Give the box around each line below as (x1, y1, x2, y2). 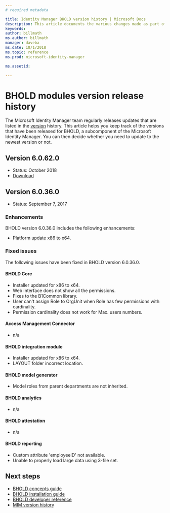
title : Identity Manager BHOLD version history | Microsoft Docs (5, 16, 146, 22)
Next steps (5, 472, 40, 480)
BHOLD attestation (5, 418, 46, 424)
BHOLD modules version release (5, 90, 144, 102)
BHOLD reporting (5, 440, 42, 447)
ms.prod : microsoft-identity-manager (5, 54, 85, 59)
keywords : (5, 26, 26, 31)
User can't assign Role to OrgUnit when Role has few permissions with (12, 298, 160, 304)
